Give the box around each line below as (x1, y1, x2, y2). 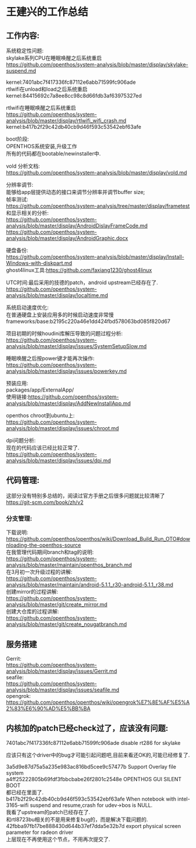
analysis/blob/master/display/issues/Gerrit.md (6, 667, 117, 675)
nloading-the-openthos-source (6, 542, 81, 549)
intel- (177, 795, 190, 802)
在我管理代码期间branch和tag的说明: (6, 549, 94, 556)
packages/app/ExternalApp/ (6, 386, 74, 393)
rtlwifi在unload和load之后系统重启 (6, 86, 88, 93)
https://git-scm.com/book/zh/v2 (6, 499, 84, 506)
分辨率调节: (6, 181, 34, 188)
